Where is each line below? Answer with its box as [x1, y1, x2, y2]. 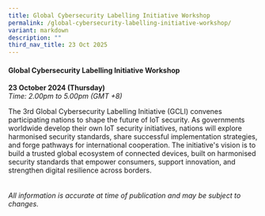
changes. [8, 199, 40, 209]
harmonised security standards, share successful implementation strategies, [8, 132, 258, 142]
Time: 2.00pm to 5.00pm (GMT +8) [8, 92, 123, 101]
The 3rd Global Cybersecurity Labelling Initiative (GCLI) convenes [8, 107, 223, 116]
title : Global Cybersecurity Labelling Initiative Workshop [8, 11, 211, 20]
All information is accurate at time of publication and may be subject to [8, 191, 241, 200]
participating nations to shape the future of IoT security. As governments [8, 116, 245, 125]
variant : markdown [8, 26, 69, 34]
